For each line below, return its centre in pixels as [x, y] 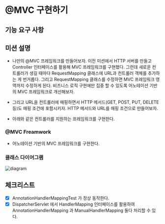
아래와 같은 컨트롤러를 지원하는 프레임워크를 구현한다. [63, 119]
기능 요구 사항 [25, 30]
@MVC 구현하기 [37, 10]
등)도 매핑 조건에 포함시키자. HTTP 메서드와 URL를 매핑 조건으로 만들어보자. [85, 109]
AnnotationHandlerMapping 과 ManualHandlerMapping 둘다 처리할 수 [81, 210]
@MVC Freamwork [28, 132]
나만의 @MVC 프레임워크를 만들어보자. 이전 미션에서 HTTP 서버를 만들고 [82, 61]
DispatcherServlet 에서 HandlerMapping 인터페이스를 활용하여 [73, 204]
